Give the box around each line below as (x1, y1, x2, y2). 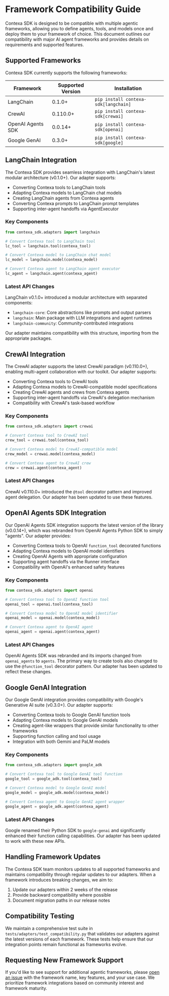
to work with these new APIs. (5, 838, 65, 844)
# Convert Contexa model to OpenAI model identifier (5, 611, 118, 616)
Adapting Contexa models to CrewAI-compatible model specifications (12, 384, 157, 390)
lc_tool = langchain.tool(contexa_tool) (5, 243, 92, 248)
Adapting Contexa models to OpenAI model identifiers (12, 548, 125, 554)
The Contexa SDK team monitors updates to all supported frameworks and (5, 866, 160, 872)
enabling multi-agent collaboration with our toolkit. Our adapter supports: (5, 369, 157, 375)
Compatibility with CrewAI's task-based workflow (12, 400, 115, 406)
